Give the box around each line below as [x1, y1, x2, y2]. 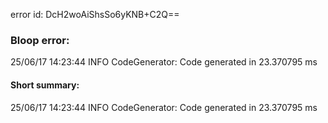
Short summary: [10, 79, 80, 91]
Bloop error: [10, 33, 70, 47]
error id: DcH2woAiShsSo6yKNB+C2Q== [10, 9, 180, 20]
